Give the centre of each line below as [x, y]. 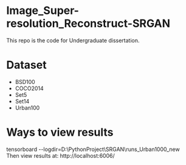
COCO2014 [29, 88]
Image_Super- [43, 11]
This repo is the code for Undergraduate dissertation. [73, 40]
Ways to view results [60, 132]
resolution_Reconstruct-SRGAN [88, 23]
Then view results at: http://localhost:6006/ [60, 155]
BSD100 [25, 82]
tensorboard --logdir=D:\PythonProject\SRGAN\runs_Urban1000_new [93, 149]
